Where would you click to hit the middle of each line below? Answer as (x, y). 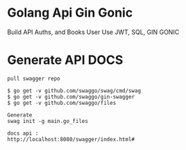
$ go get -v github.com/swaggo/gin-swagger (71, 97)
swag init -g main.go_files (48, 121)
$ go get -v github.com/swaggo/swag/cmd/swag (74, 91)
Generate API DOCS (65, 60)
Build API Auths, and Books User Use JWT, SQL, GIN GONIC (93, 32)
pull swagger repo (34, 78)
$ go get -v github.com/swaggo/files (62, 103)
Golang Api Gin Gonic (70, 13)
